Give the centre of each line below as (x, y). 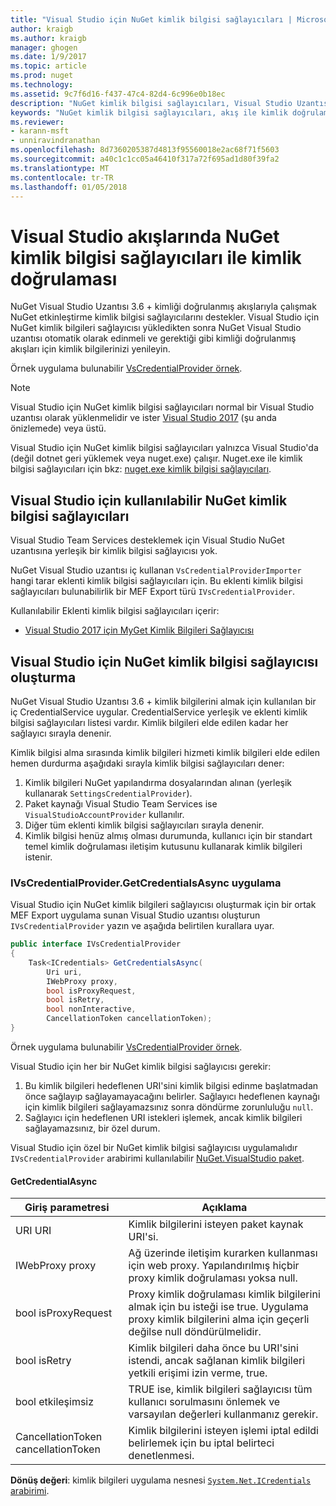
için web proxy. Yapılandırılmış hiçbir (214, 1266)
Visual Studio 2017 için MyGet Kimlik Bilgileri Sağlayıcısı (139, 630)
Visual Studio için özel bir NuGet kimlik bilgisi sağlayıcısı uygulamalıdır (154, 1147)
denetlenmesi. (161, 1456)
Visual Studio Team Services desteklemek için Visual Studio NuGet (147, 540)
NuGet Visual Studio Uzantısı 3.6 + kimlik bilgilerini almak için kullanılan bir (163, 701)
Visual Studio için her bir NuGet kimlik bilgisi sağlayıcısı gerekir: (141, 1066)
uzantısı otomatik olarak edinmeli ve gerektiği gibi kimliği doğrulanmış (153, 338)
